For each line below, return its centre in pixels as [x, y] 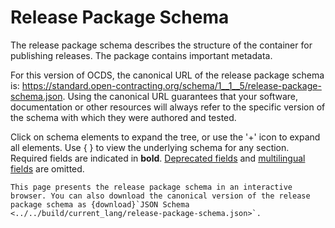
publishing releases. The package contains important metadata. [141, 55]
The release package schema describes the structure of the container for [161, 45]
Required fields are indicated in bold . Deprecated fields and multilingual [158, 158]
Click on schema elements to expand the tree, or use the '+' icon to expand [165, 137]
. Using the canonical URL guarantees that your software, [180, 96]
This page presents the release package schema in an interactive [151, 187]
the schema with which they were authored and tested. [123, 117]
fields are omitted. [47, 168]
